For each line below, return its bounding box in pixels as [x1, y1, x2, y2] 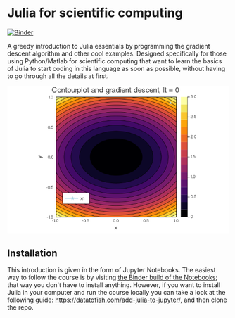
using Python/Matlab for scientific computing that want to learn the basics [7, 56, 222, 65]
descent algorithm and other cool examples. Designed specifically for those [7, 49, 227, 58]
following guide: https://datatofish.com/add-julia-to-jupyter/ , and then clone [7, 295, 227, 304]
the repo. [7, 303, 34, 312]
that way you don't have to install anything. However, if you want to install [7, 281, 220, 289]
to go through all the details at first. [7, 72, 109, 80]
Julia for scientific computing [7, 5, 183, 21]
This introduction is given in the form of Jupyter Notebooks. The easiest [7, 266, 216, 274]
